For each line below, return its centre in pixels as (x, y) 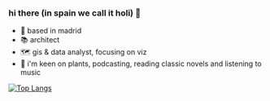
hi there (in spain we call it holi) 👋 (75, 13)
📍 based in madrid (51, 31)
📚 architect (40, 40)
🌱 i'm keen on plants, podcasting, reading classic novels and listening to (141, 64)
